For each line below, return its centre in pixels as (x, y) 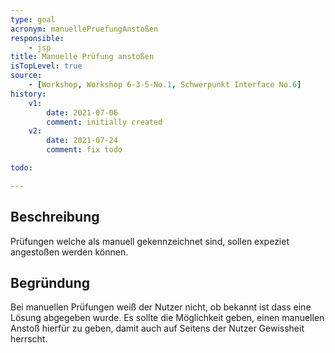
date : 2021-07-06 (82, 112)
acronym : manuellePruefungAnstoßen (84, 29)
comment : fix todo (84, 150)
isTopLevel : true (46, 66)
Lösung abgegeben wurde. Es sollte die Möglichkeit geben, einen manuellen (167, 318)
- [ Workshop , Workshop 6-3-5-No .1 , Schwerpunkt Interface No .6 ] (165, 85)
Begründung (50, 282)
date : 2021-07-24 (82, 141)
